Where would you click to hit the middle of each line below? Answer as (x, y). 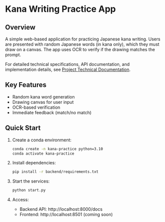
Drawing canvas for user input (43, 102)
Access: (20, 200)
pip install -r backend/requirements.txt (55, 172)
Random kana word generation (43, 96)
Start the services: (31, 181)
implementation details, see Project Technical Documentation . (68, 69)
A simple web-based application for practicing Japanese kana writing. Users (83, 39)
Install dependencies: (34, 163)
